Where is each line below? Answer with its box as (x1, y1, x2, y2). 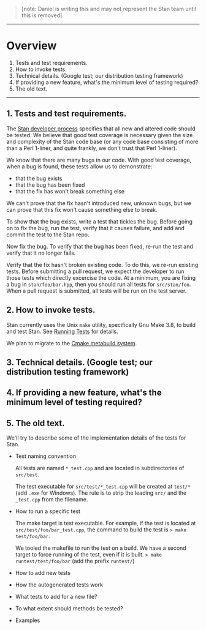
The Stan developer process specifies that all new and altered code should (6, 125, 196, 132)
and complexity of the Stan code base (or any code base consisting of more (6, 138, 199, 145)
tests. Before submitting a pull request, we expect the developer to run (6, 268, 185, 275)
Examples (15, 617, 40, 624)
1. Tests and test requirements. (6, 108, 127, 119)
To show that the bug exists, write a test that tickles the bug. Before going (6, 217, 193, 225)
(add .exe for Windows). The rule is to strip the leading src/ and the (15, 489, 187, 497)
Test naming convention (15, 452, 77, 460)
